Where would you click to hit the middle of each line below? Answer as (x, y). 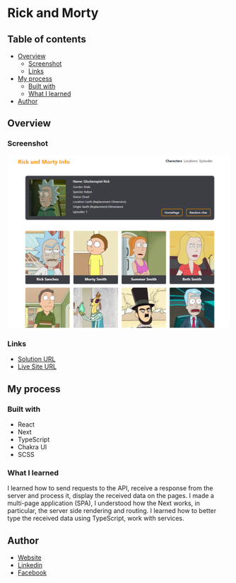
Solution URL (36, 359)
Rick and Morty (53, 13)
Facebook (32, 573)
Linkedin (30, 565)
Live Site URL (37, 366)
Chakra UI (32, 446)
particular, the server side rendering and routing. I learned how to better (112, 511)
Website (30, 558)
